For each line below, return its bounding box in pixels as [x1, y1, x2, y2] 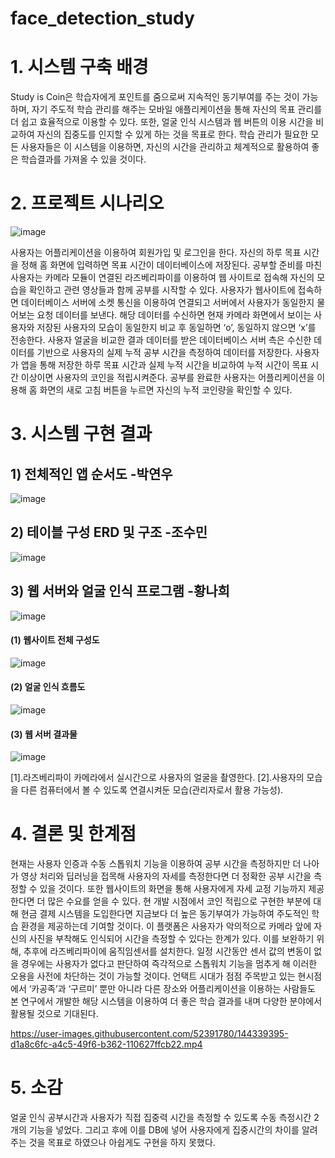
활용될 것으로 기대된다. [10, 1008, 99, 1020]
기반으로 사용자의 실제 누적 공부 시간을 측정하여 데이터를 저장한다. [36, 347, 293, 359]
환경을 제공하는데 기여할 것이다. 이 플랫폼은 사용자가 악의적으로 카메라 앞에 [20, 920, 312, 932]
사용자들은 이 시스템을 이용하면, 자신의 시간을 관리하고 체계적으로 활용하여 [20, 141, 310, 153]
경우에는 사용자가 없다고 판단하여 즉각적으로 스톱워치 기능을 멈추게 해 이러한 [20, 958, 318, 970]
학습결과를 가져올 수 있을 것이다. [20, 153, 147, 166]
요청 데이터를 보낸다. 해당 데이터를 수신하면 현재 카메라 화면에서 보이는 [36, 309, 312, 321]
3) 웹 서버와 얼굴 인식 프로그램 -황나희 [10, 583, 230, 600]
